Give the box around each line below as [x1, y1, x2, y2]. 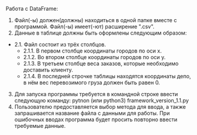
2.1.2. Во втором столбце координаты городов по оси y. [23, 54, 166, 60]
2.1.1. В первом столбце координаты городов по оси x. [23, 47, 162, 54]
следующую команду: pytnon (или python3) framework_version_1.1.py [14, 97, 189, 104]
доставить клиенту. [23, 66, 73, 73]
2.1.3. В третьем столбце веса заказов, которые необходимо [23, 60, 179, 67]
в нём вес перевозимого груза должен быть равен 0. [23, 79, 160, 86]
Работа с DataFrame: [5, 5, 58, 12]
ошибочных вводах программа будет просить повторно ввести [14, 116, 178, 123]
